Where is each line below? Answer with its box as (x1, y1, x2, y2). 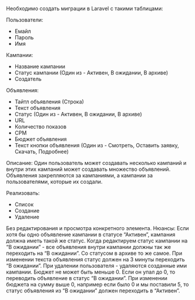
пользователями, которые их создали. (6, 178, 103, 185)
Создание (14, 207, 40, 214)
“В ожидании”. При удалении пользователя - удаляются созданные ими (6, 262, 187, 269)
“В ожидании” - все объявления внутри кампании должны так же (6, 244, 172, 250)
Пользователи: (6, 16, 43, 23)
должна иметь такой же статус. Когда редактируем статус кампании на (6, 237, 188, 244)
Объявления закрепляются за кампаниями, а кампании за (6, 172, 153, 178)
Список (14, 201, 34, 208)
